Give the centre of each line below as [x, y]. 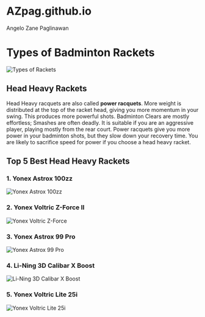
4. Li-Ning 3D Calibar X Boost [51, 265]
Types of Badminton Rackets [81, 53]
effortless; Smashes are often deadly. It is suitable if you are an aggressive [100, 122]
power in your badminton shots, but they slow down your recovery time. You [102, 136]
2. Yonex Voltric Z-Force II [45, 207]
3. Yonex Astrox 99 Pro [41, 237]
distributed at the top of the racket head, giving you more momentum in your [103, 110]
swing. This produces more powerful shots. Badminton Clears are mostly [98, 116]
